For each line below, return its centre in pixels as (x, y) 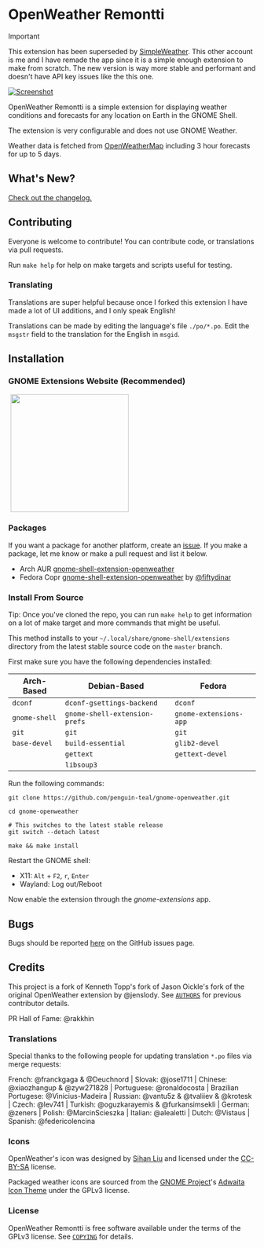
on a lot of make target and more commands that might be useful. (114, 623)
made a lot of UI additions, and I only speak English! (92, 310)
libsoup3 (81, 765)
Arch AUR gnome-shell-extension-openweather (97, 569)
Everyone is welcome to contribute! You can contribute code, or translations (131, 241)
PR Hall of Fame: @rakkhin (51, 1018)
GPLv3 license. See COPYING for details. (71, 1236)
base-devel (32, 743)
